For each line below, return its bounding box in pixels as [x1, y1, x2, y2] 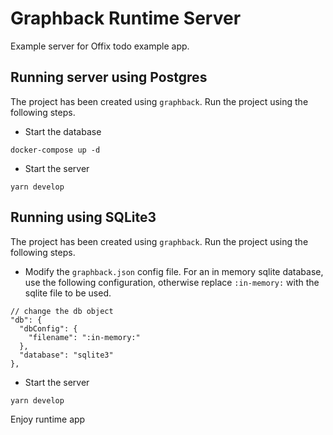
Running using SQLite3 [10, 209, 157, 226]
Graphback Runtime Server [10, 7, 242, 30]
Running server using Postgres [10, 69, 208, 86]
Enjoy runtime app [10, 413, 86, 425]
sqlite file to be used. [24, 287, 112, 299]
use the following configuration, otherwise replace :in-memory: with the [24, 276, 320, 288]
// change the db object [10, 306, 114, 316]
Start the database [24, 125, 102, 137]
